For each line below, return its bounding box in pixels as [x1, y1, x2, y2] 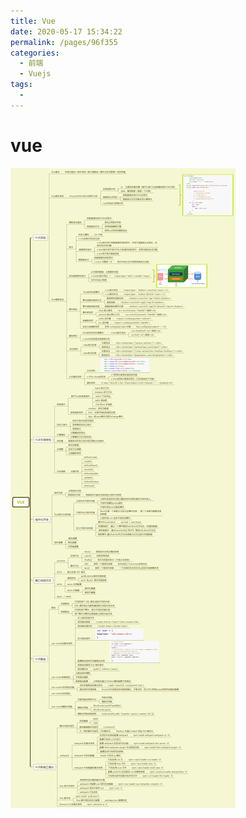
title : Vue [10, 16, 56, 26]
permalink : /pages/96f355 [10, 37, 118, 47]
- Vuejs [19, 69, 52, 79]
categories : [10, 48, 60, 58]
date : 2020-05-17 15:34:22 [10, 26, 123, 37]
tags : [10, 80, 33, 90]
